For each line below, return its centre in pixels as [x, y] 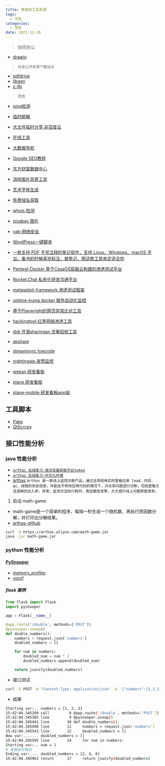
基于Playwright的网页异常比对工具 [47, 311]
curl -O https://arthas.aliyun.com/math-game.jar [57, 532]
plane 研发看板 [27, 382]
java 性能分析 [21, 459]
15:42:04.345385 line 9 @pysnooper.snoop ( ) [59, 718]
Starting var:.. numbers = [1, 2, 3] [44, 708]
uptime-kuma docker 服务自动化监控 [49, 300]
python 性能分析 [25, 550]
